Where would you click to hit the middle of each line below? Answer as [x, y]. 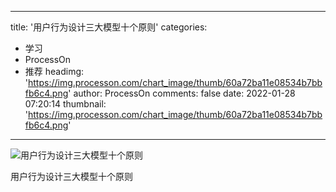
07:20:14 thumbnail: [65, 104]
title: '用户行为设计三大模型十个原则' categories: [109, 27]
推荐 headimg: [54, 71]
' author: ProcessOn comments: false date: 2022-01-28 [182, 93]
